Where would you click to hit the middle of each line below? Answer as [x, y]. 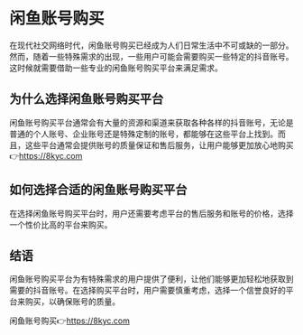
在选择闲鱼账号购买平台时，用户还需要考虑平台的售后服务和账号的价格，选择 [151, 213]
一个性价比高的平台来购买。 [61, 224]
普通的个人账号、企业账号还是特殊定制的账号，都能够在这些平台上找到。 [143, 134]
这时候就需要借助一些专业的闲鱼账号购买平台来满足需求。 [116, 68]
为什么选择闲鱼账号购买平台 [87, 99]
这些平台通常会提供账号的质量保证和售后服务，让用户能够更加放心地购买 [159, 144]
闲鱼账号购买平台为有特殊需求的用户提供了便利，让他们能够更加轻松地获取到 [151, 279]
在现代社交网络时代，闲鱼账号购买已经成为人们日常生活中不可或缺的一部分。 [151, 45]
